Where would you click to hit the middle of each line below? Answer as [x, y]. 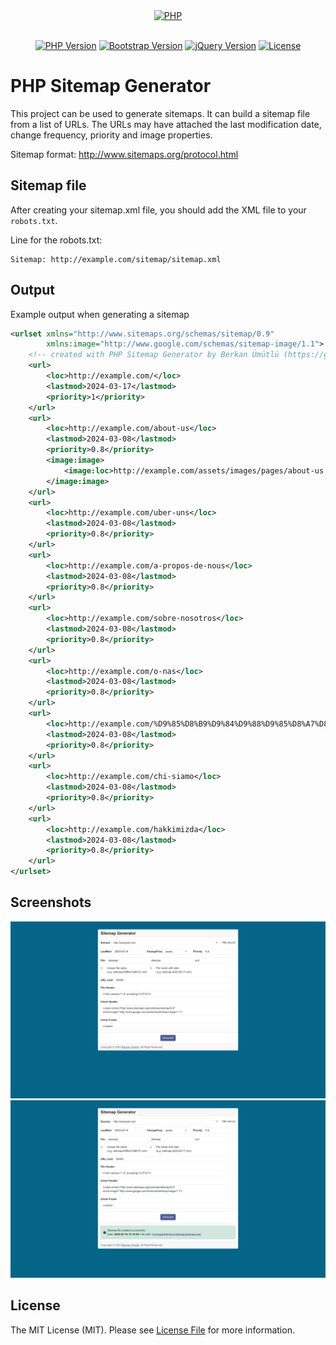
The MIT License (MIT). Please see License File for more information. [152, 1330]
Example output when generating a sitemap [100, 314]
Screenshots [51, 902]
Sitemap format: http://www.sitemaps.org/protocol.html [124, 154]
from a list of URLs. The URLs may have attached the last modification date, [166, 124]
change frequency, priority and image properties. [111, 135]
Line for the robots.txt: [56, 240]
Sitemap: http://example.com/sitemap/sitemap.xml [116, 259]
